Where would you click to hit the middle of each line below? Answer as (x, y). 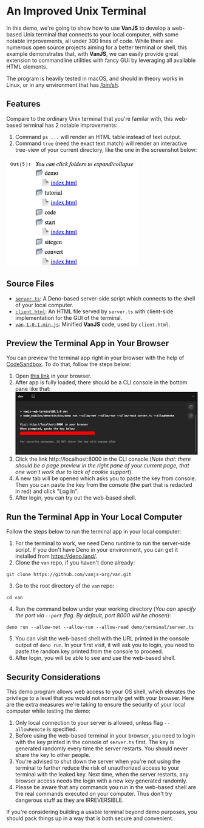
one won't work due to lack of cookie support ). (74, 472)
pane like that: (33, 389)
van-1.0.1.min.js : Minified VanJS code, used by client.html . (93, 324)
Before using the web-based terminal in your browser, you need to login (105, 736)
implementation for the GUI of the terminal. (69, 317)
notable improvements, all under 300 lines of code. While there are (90, 41)
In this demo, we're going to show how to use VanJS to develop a (88, 28)
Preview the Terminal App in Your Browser (88, 343)
